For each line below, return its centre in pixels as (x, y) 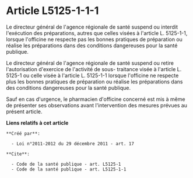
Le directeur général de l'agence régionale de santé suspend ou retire (90, 63)
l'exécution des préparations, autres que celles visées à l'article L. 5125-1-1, (97, 33)
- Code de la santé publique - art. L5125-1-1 (69, 169)
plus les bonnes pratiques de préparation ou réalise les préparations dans (94, 81)
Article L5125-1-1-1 (52, 11)
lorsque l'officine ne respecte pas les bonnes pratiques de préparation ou (94, 39)
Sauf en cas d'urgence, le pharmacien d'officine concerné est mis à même (96, 99)
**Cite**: (18, 154)
